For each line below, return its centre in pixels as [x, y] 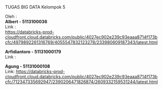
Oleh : [11, 16]
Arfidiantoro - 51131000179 [33, 52]
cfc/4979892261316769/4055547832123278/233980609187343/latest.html [81, 42]
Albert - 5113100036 [26, 22]
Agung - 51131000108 [28, 66]
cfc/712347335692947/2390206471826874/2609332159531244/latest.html [81, 82]
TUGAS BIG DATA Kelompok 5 [35, 7]
